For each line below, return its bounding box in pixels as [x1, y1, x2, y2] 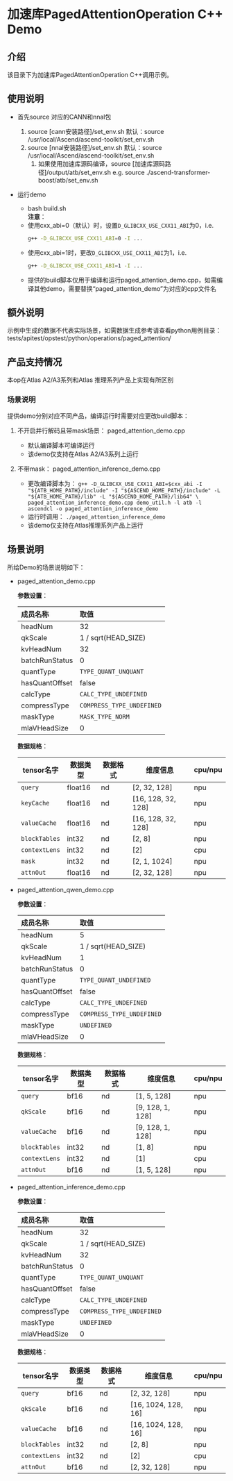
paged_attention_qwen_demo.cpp [17, 886, 114, 894]
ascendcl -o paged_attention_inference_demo [27, 505, 159, 512]
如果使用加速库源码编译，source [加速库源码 [37, 159, 165, 167]
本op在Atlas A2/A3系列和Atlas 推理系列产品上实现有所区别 [7, 376, 174, 384]
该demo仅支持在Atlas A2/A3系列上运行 [27, 450, 139, 458]
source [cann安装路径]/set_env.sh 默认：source [27, 127, 164, 135]
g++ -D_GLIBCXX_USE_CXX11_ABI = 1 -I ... [27, 262, 144, 269]
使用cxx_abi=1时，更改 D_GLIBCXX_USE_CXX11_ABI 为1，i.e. [27, 248, 187, 257]
